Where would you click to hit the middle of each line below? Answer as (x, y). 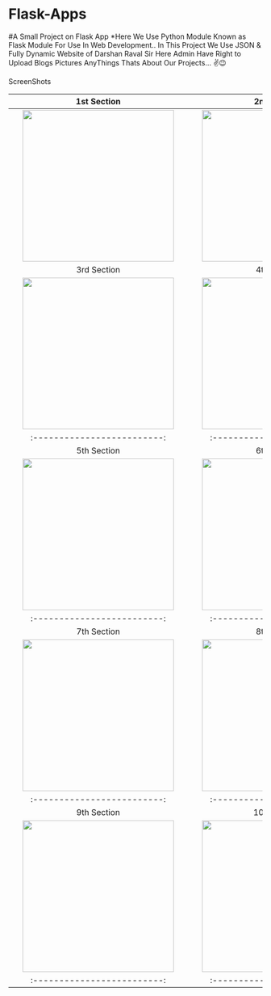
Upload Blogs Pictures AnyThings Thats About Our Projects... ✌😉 (118, 62)
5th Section (98, 450)
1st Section (98, 101)
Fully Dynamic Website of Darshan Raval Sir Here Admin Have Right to (125, 53)
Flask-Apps (48, 14)
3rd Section (98, 269)
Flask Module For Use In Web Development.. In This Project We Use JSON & (135, 44)
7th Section (98, 631)
